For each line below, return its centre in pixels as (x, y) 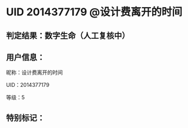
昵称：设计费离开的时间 (34, 73)
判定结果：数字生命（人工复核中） (68, 36)
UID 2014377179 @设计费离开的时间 (94, 12)
